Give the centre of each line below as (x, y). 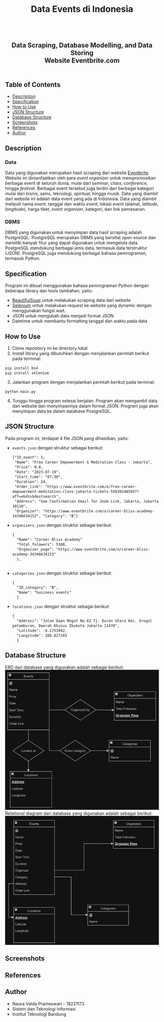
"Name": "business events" (44, 592)
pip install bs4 (21, 368)
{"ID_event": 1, (29, 457)
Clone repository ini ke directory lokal (50, 348)
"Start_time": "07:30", (39, 477)
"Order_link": (29, 487)
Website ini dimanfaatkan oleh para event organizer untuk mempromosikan (81, 178)
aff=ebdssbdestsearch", (36, 496)
